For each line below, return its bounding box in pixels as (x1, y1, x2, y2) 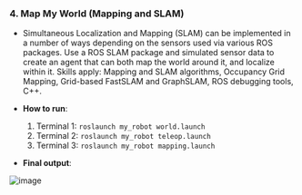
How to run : (22, 103, 68, 114)
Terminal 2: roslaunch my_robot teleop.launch (35, 131, 211, 141)
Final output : (22, 158, 72, 169)
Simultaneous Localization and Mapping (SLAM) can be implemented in (22, 28, 291, 39)
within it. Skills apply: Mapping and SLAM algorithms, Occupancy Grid (22, 66, 285, 77)
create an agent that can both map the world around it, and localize (22, 57, 275, 68)
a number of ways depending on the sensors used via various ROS (22, 37, 273, 48)
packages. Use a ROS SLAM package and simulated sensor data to (22, 47, 275, 58)
